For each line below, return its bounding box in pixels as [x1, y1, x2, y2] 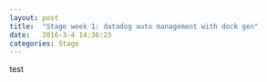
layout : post [9, 13, 59, 23]
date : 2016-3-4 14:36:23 [9, 30, 112, 39]
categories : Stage [9, 38, 79, 48]
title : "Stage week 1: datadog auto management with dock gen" [9, 22, 259, 31]
